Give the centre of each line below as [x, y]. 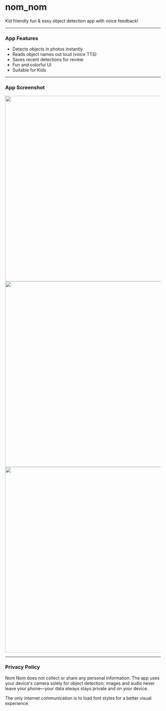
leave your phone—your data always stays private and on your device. [77, 688]
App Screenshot [25, 88]
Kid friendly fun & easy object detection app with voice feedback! [72, 21]
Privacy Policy [23, 667]
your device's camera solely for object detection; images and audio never [80, 683]
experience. [17, 703]
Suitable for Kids [29, 70]
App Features [22, 38]
